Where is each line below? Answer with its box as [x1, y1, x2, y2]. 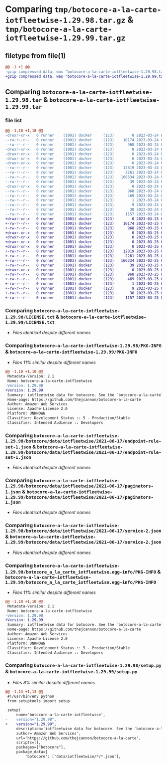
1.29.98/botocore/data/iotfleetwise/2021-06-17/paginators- [5, 483, 154, 489]
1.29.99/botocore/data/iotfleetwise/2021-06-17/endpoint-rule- [5, 449, 162, 455]
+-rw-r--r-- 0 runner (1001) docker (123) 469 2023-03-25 [5, 277, 159, 282]
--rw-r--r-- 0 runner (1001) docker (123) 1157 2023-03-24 [5, 212, 159, 217]
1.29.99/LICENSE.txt [5, 319, 55, 325]
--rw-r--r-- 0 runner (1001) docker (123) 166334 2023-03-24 [5, 175, 159, 180]
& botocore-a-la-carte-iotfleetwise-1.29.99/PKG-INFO [5, 348, 138, 355]
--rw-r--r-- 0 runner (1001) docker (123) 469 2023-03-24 [5, 193, 159, 198]
